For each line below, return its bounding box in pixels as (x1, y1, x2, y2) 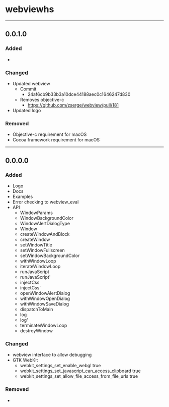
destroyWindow (20, 327, 53, 334)
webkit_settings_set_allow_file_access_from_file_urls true (20, 373, 138, 379)
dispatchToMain (20, 306, 53, 312)
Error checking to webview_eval (12, 198, 79, 205)
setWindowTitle (20, 241, 53, 248)
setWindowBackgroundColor (20, 252, 80, 259)
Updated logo (12, 107, 41, 113)
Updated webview (12, 80, 50, 86)
